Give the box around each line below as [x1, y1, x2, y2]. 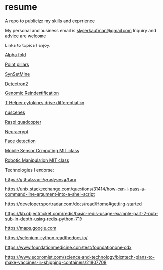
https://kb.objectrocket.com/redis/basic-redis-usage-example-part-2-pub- [5, 210, 158, 216]
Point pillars [5, 61, 29, 67]
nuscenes [5, 109, 25, 115]
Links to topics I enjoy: [5, 42, 51, 48]
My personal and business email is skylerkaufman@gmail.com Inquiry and [5, 27, 157, 33]
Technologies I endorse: [5, 167, 54, 173]
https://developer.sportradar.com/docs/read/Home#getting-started [5, 201, 142, 207]
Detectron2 [5, 81, 28, 87]
